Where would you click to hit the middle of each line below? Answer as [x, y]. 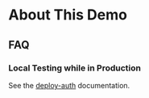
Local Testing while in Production [74, 68]
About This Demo [68, 15]
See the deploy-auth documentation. [69, 85]
